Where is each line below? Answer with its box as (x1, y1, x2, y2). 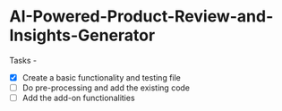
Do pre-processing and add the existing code (21, 82, 191, 93)
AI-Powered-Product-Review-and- (9, 6, 274, 27)
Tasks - (9, 55, 38, 65)
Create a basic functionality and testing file (21, 72, 182, 82)
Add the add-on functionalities (21, 92, 136, 104)
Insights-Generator (9, 25, 156, 46)
